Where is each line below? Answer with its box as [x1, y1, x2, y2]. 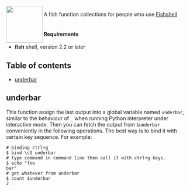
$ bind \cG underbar [6, 149, 57, 156]
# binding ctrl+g [6, 145, 49, 151]
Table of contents [6, 60, 71, 70]
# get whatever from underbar [6, 170, 80, 176]
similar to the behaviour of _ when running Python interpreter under [6, 114, 168, 122]
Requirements [43, 30, 79, 37]
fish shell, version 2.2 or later [14, 43, 86, 50]
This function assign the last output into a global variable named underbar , [6, 108, 185, 115]
